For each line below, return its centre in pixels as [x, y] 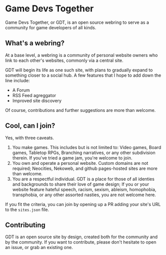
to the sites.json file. [27, 209]
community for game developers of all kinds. [51, 27]
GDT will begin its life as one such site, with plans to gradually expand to [79, 70]
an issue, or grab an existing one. [39, 248]
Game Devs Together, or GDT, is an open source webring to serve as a [77, 22]
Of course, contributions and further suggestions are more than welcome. [81, 110]
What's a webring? [35, 43]
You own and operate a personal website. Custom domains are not [80, 163]
